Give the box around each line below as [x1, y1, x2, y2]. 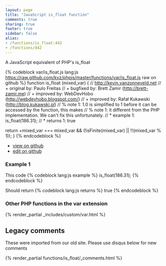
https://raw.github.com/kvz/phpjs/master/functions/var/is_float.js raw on [5, 74, 157, 80]
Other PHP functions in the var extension [5, 200, 108, 207]
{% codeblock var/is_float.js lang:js [5, 69, 78, 75]
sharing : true [5, 21, 35, 27]
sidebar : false [5, 31, 37, 36]
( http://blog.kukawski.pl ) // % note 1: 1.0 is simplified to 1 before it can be [5, 101, 157, 107]
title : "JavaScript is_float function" [5, 12, 90, 17]
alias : [5, 36, 19, 41]
